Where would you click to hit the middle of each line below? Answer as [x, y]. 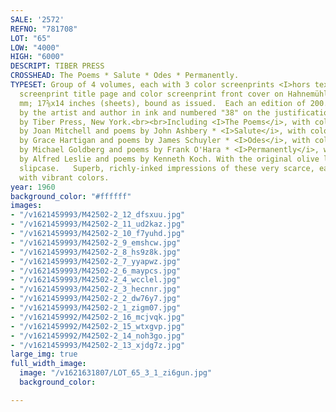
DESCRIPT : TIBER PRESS [57, 66]
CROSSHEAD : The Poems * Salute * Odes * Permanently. [125, 76]
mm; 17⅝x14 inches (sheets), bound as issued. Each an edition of [163, 103]
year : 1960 [33, 187]
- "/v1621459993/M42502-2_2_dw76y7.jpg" [96, 299]
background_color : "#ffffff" [71, 196]
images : [26, 206]
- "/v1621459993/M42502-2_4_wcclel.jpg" [96, 280]
